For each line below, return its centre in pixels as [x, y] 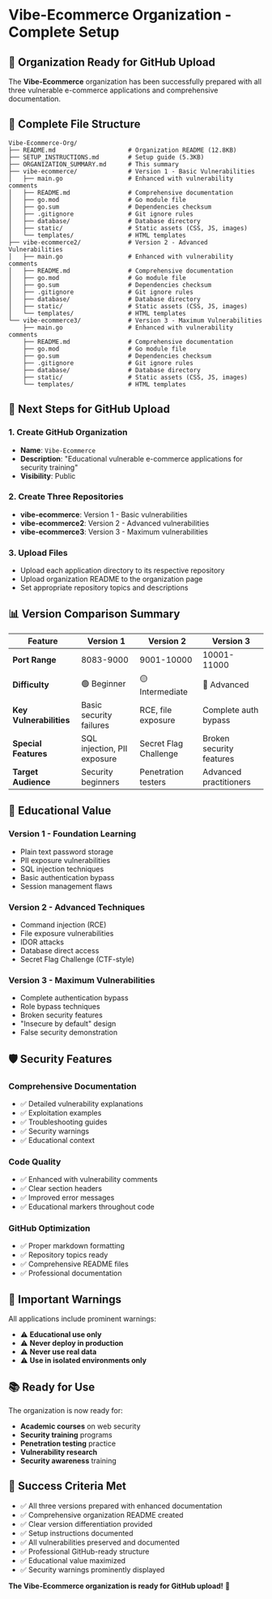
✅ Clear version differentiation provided [86, 1524]
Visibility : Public [48, 475]
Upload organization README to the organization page [111, 579]
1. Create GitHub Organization [68, 432]
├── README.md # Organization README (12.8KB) [123, 150]
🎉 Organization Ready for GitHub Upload [112, 62]
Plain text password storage [66, 851]
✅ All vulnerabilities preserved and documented [100, 1542]
